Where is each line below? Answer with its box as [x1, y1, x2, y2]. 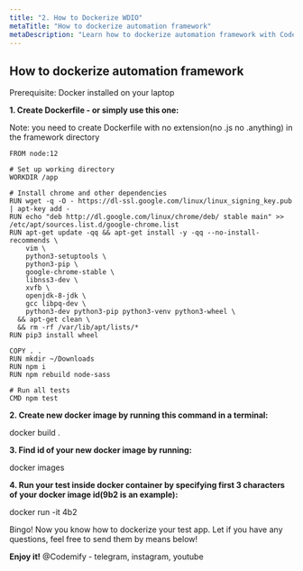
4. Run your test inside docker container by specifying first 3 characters [9, 480, 286, 491]
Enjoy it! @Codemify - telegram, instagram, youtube [9, 551, 205, 562]
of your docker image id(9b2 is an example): [9, 489, 179, 501]
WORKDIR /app [9, 173, 59, 182]
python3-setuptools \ [25, 252, 106, 262]
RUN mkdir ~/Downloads [9, 355, 95, 364]
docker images [9, 462, 65, 474]
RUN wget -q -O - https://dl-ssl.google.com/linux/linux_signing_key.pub [9, 197, 293, 206]
